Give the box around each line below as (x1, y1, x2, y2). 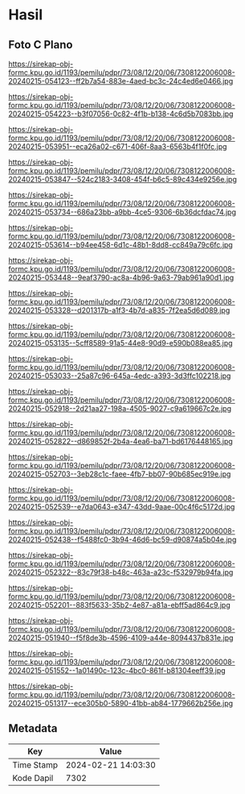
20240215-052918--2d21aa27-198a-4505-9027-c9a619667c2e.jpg (8, 404, 231, 413)
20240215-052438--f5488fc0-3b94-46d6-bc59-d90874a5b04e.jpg (8, 534, 237, 544)
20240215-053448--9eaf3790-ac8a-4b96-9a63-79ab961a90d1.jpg (8, 272, 235, 282)
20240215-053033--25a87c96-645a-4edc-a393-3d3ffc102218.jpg (8, 371, 231, 380)
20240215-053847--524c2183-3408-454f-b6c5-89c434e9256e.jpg (8, 175, 237, 184)
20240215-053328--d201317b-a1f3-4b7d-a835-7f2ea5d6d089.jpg (8, 306, 231, 315)
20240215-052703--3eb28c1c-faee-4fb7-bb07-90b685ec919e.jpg (8, 469, 231, 479)
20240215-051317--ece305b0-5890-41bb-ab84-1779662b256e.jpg (8, 699, 234, 708)
